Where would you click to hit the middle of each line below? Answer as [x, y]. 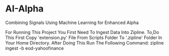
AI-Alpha [25, 9]
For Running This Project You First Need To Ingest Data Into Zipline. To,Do [82, 32]
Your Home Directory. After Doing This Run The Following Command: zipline [85, 42]
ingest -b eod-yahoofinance [35, 48]
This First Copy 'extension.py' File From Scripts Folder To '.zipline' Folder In [84, 37]
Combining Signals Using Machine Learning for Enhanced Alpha [72, 22]
